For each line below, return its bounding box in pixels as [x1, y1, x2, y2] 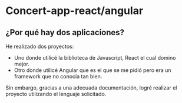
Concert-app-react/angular [5, 4, 144, 18]
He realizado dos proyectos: [5, 43, 74, 50]
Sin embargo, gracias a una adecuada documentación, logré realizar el [5, 84, 177, 91]
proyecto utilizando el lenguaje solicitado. [5, 91, 107, 97]
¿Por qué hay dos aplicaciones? [5, 28, 125, 37]
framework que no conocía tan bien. [14, 73, 102, 80]
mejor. [14, 60, 30, 67]
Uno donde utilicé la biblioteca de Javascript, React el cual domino [14, 54, 176, 61]
